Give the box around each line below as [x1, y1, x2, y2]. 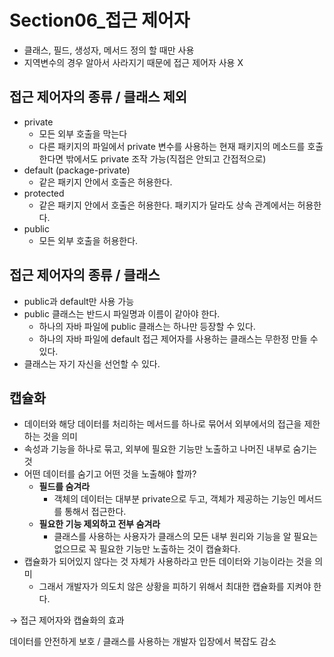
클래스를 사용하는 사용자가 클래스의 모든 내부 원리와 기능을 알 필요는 [53, 531, 319, 543]
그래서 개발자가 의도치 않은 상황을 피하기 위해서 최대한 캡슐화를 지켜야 [38, 581, 312, 593]
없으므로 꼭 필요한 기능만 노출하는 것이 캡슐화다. [53, 543, 241, 555]
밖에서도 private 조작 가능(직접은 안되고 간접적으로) [65, 152, 267, 165]
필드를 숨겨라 [38, 481, 91, 493]
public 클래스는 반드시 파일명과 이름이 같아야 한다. [23, 307, 221, 320]
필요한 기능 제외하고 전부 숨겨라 [38, 518, 161, 530]
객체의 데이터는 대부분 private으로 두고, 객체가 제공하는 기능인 [53, 493, 296, 505]
